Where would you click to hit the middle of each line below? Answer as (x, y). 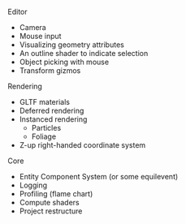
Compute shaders (49, 202)
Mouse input (40, 36)
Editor (17, 12)
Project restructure (51, 211)
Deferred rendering (52, 110)
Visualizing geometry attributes (72, 45)
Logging (33, 185)
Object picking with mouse (64, 62)
